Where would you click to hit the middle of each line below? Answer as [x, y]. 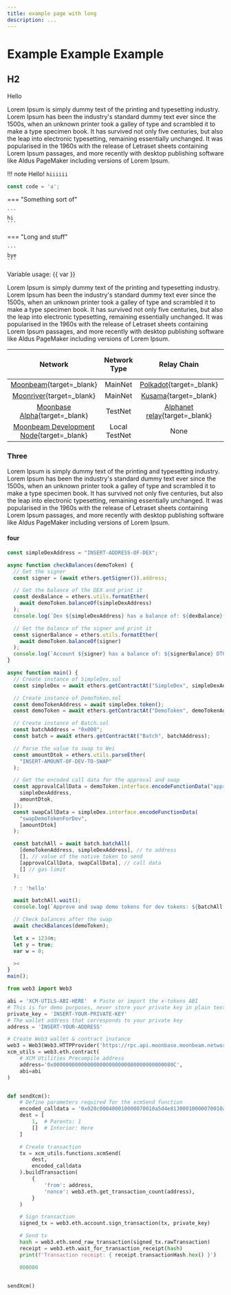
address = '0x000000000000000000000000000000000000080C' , [101, 1064]
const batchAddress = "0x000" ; [58, 730]
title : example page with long [52, 13]
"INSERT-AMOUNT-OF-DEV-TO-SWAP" [66, 761]
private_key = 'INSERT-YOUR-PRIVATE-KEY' [67, 1014]
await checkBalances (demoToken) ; [61, 926]
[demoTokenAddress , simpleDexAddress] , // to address [98, 850]
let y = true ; [33, 945]
